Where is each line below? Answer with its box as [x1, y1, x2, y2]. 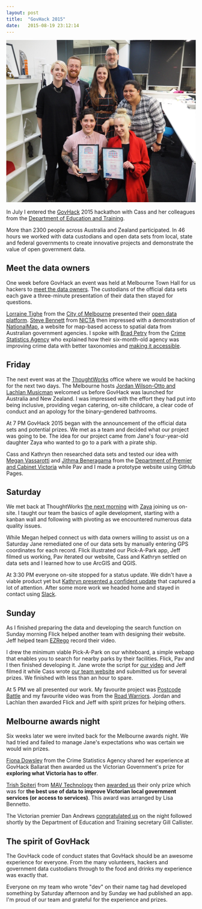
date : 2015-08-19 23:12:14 [6, 22, 79, 28]
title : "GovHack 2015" [6, 16, 66, 22]
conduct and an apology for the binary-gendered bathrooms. [6, 407, 158, 415]
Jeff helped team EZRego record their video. [6, 637, 117, 644]
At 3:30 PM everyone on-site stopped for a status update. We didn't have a [6, 571, 192, 579]
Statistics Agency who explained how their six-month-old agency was [6, 336, 179, 343]
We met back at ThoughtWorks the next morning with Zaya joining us [6, 503, 178, 510]
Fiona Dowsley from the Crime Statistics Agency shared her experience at [6, 757, 189, 764]
